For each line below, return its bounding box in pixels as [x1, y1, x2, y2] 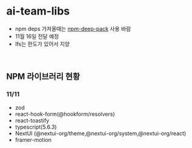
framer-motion [15, 136, 51, 143]
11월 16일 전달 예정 [15, 32, 59, 40]
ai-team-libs [6, 4, 70, 18]
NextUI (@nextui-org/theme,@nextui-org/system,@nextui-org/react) [15, 129, 187, 137]
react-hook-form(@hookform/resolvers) [15, 110, 115, 118]
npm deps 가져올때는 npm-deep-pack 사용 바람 [15, 25, 131, 32]
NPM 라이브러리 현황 [6, 72, 81, 82]
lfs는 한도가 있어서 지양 [15, 40, 70, 47]
